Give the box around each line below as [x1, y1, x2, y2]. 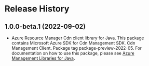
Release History [4, 3, 69, 14]
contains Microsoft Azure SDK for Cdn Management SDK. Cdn [11, 40, 135, 46]
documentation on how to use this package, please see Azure [11, 50, 135, 56]
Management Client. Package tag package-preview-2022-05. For [11, 45, 142, 51]
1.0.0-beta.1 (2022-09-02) [4, 22, 86, 31]
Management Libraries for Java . [11, 55, 75, 61]
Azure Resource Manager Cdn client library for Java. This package [11, 35, 144, 41]
